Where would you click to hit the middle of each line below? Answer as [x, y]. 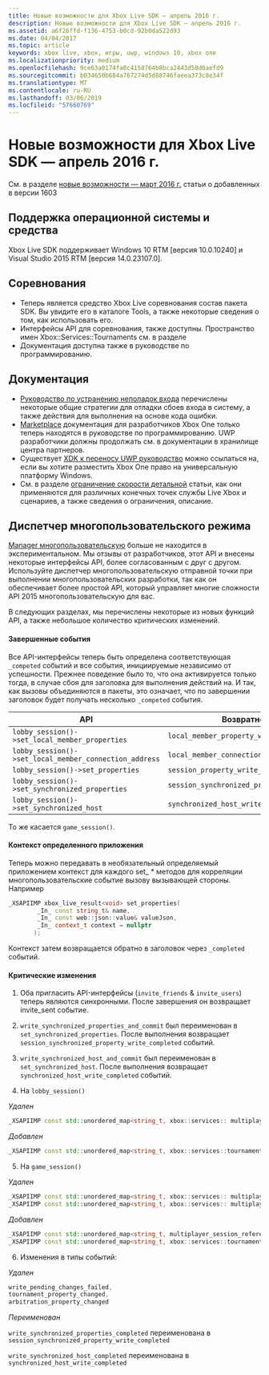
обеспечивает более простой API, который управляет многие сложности [134, 588]
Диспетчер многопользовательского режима [130, 526]
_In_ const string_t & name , [84, 911]
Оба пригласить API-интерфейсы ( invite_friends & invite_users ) [131, 993]
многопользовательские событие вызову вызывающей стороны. [120, 880]
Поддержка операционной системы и [109, 218]
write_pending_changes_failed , [60, 1287]
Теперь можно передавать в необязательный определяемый [113, 862]
